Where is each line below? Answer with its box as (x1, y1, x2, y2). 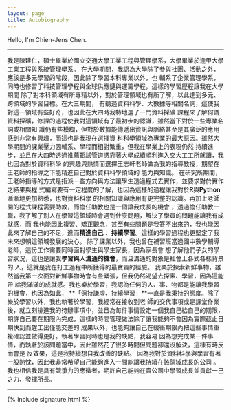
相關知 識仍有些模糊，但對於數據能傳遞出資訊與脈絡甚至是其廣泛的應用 (19, 125, 220, 133)
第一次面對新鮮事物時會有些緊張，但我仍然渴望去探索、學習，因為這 (25, 271, 218, 280)
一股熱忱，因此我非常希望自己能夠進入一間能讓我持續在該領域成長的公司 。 (7, 358, 220, 366)
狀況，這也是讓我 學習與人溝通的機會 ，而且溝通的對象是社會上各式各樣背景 (12, 254, 224, 263)
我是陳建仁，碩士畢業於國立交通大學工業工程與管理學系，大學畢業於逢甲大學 (7, 56, 224, 64)
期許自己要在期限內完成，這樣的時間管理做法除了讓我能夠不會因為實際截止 (7, 314, 218, 322)
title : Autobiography (7, 17, 69, 23)
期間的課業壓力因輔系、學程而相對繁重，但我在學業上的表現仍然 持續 (12, 142, 208, 150)
